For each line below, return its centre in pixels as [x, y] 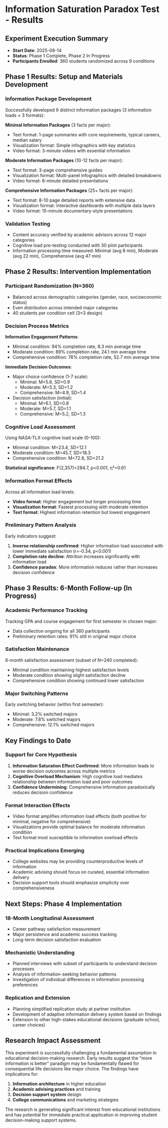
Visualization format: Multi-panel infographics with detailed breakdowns [87, 175]
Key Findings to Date [38, 740]
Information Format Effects [39, 481]
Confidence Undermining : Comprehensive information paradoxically [84, 787]
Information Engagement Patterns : [42, 336]
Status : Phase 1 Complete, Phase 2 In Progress [61, 56]
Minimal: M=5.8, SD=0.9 [45, 382]
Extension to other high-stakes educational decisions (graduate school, [86, 1019]
